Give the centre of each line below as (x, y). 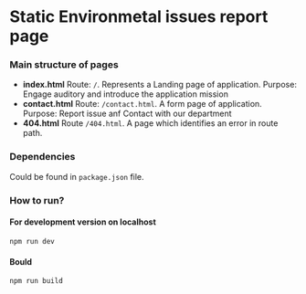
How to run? (37, 200)
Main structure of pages (64, 65)
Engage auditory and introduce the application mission (125, 94)
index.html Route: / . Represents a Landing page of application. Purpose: (159, 85)
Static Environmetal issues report (139, 17)
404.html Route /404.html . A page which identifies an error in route (150, 123)
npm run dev (32, 241)
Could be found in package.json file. (77, 176)
